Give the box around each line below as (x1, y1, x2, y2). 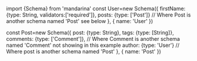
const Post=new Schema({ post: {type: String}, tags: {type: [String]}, (6, 29, 174, 36)
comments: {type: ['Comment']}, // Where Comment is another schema (6, 36, 180, 42)
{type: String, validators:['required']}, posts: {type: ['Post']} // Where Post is (6, 11, 191, 18)
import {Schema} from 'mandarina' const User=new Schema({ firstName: (6, 5, 186, 12)
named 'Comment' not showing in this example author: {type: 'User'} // (6, 41, 180, 49)
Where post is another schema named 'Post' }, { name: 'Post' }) (6, 48, 161, 55)
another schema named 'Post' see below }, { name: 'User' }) (6, 18, 153, 24)
